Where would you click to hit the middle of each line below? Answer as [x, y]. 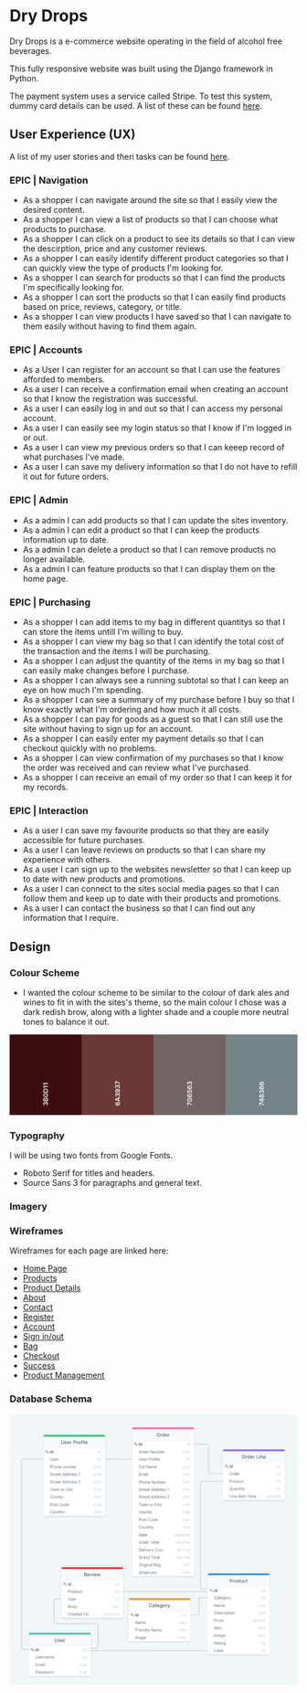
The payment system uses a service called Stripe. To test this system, [141, 96]
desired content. [53, 210]
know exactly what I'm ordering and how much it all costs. [132, 709]
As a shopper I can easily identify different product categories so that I [156, 259]
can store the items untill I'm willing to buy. [103, 631]
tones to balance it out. [66, 1021]
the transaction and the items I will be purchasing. [116, 651]
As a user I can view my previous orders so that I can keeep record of [153, 448]
